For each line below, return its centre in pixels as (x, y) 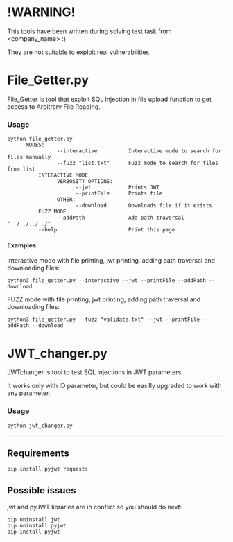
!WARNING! (41, 12)
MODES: (35, 145)
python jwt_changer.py (40, 426)
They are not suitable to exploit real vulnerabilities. (79, 52)
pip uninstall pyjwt (37, 526)
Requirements (38, 453)
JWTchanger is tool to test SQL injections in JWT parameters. (95, 372)
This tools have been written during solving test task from (89, 31)
